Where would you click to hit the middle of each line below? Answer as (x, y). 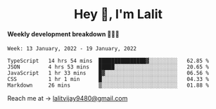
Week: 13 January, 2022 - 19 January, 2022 (72, 49)
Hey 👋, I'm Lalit (118, 14)
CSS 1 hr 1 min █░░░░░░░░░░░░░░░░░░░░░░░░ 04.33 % (108, 80)
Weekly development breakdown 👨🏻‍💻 (63, 34)
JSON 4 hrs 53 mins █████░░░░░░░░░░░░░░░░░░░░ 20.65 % (108, 67)
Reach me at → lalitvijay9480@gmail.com (68, 99)
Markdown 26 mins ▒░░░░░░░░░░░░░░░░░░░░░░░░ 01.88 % (108, 86)
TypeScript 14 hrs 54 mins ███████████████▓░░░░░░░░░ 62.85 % (108, 61)
